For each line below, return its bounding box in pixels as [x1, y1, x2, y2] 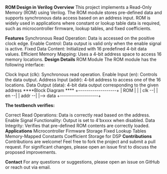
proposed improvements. [5, 149, 57, 155]
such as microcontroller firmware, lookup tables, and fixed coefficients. [5, 25, 152, 31]
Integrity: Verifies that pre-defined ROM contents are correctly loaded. [5, 122, 150, 128]
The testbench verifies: [5, 102, 55, 108]
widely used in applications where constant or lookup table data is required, [5, 20, 161, 26]
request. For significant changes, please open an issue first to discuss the [5, 144, 157, 149]
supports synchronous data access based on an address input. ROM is [5, 15, 151, 20]
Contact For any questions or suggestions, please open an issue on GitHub [5, 159, 160, 164]
